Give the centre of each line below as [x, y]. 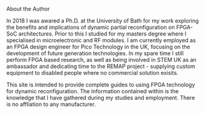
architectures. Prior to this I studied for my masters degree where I [102, 34]
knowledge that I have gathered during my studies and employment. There [101, 98]
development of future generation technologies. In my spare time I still [95, 53]
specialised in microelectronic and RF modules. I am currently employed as [101, 40]
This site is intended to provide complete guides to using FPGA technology [101, 85]
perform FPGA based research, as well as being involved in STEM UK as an [101, 60]
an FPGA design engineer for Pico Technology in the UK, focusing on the [98, 47]
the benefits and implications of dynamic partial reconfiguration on [91, 27]
